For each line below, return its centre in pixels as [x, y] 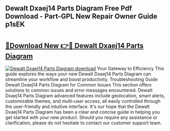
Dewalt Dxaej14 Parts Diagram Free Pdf [69, 8]
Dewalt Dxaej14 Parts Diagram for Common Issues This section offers [78, 85]
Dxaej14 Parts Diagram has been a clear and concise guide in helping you [82, 112]
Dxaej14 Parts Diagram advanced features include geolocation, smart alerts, [85, 96]
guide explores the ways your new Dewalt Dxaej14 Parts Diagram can [78, 74]
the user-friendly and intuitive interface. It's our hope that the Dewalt [78, 106]
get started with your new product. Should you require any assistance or [81, 117]
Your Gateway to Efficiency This [130, 68]
